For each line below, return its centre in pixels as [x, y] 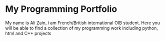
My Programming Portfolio [61, 9]
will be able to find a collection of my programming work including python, [82, 28]
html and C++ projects [28, 33]
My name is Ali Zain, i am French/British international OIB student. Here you [83, 23]
